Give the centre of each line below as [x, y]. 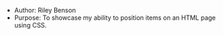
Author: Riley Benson [45, 10]
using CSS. [30, 25]
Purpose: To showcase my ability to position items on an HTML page [115, 18]
